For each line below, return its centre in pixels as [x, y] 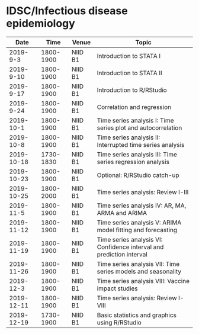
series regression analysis [133, 162]
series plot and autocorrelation [139, 127]
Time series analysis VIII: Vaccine [143, 281]
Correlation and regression [134, 107]
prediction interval [122, 254]
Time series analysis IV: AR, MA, [142, 205]
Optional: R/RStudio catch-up [138, 175]
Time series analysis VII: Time [138, 264]
